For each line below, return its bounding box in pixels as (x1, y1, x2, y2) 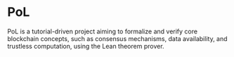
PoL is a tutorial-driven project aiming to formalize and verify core (7, 27, 198, 35)
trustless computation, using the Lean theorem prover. (7, 42, 164, 50)
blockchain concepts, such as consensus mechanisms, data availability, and (7, 34, 228, 42)
